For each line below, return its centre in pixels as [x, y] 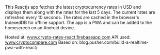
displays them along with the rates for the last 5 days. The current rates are [80, 12]
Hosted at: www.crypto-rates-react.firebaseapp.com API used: [68, 37]
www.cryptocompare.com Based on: [42, 42]
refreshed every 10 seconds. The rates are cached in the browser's [72, 17]
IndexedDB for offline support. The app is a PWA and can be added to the [79, 22]
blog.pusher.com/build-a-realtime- [114, 42]
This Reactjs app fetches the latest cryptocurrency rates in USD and [73, 7]
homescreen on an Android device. [40, 28]
